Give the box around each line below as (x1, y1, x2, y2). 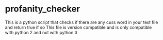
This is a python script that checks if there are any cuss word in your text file (5, 19, 158, 25)
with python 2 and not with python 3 (5, 29, 78, 35)
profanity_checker (5, 3, 81, 14)
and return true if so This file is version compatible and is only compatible (5, 24, 152, 30)
